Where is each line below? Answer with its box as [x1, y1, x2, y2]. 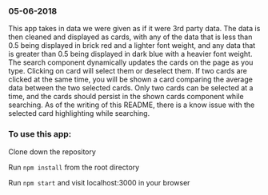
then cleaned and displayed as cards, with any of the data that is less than [8, 32, 253, 42]
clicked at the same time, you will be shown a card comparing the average [8, 74, 254, 85]
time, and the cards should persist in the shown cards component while [8, 92, 244, 101]
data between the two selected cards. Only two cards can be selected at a [8, 83, 254, 93]
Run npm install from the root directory [8, 162, 140, 172]
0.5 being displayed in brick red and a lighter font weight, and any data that [8, 41, 256, 50]
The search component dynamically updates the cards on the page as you [8, 58, 254, 67]
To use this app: [8, 129, 72, 140]
